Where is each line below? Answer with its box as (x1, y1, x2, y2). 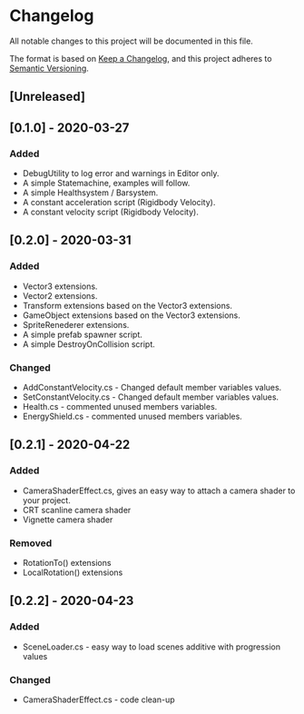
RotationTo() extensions (22, 557, 112, 568)
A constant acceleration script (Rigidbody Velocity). (22, 197, 216, 208)
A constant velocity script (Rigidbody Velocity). (22, 206, 200, 218)
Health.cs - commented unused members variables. (22, 402, 218, 412)
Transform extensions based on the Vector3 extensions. (22, 300, 233, 311)
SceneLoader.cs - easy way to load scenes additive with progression (22, 641, 281, 652)
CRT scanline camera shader (22, 504, 132, 515)
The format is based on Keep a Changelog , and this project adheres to (9, 53, 272, 64)
